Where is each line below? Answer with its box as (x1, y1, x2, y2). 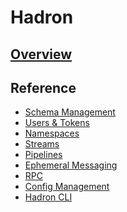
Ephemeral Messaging (24, 159, 118, 171)
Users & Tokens (24, 117, 90, 129)
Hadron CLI (24, 191, 73, 203)
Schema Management (24, 106, 116, 118)
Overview (10, 46, 73, 63)
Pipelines (24, 149, 63, 161)
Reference (10, 79, 77, 96)
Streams (24, 138, 60, 150)
